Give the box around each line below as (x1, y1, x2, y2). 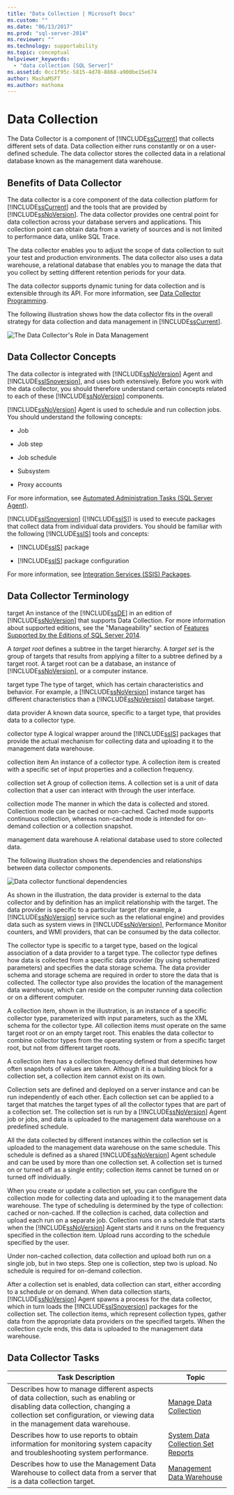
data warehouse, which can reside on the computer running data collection (7, 986, 223, 994)
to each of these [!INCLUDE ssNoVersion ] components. (7, 392, 164, 400)
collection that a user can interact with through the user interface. (7, 785, 196, 795)
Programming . (7, 297, 48, 305)
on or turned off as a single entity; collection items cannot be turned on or (7, 1165, 219, 1174)
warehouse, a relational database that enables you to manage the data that (7, 261, 222, 269)
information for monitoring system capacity (10, 1439, 153, 1449)
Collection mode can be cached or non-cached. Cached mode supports (7, 806, 214, 815)
